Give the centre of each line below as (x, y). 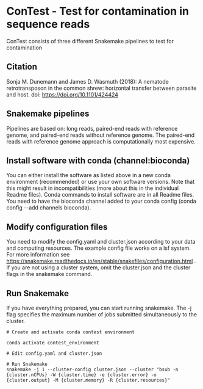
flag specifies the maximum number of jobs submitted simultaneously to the (101, 314)
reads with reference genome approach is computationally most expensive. (101, 141)
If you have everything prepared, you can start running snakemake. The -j (99, 308)
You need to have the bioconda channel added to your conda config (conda (101, 201)
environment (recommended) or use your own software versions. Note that (101, 182)
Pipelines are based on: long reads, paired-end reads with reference (92, 128)
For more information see (38, 255)
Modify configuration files (57, 227)
